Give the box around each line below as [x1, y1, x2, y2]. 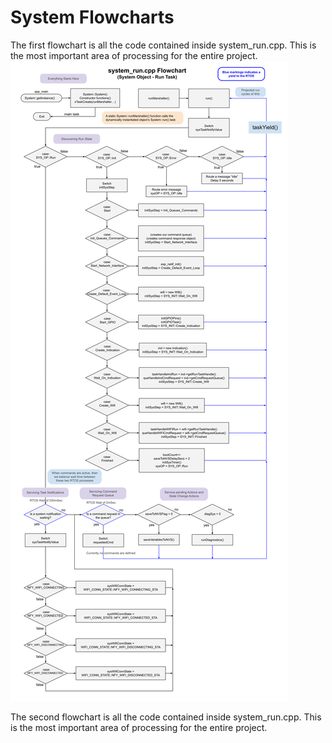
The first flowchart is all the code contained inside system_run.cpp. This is [10, 39, 317, 51]
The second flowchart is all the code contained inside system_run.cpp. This [10, 711, 322, 723]
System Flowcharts [10, 6, 175, 29]
